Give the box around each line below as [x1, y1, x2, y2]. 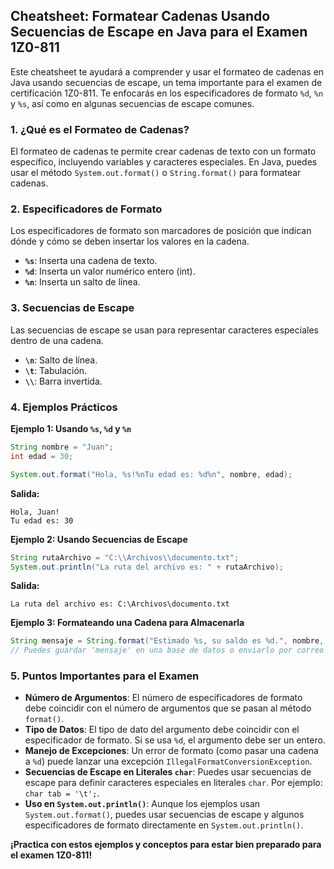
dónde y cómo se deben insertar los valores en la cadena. [10, 235, 250, 248]
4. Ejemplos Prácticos [10, 400, 118, 414]
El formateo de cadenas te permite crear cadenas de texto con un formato [10, 145, 317, 158]
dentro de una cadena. [10, 334, 104, 346]
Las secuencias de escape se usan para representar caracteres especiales [10, 324, 319, 336]
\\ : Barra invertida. [24, 375, 103, 387]
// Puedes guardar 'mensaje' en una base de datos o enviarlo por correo [10, 645, 325, 656]
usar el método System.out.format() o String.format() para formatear [10, 167, 302, 179]
